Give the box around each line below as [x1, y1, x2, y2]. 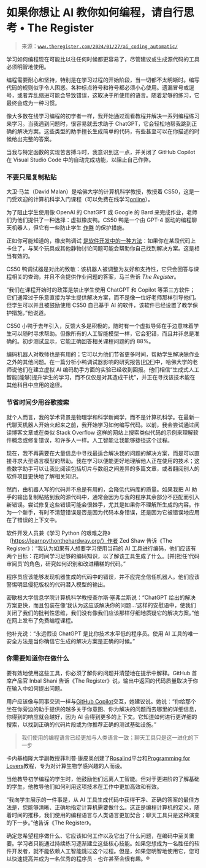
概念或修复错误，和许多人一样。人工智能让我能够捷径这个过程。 [11, 436, 173, 444]
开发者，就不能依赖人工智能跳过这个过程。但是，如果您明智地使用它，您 [11, 847, 194, 854]
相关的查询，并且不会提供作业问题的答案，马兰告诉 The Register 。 [11, 273, 180, 281]
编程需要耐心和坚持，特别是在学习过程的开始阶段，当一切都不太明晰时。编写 [6, 76, 200, 83]
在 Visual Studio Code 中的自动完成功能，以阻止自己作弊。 [6, 156, 154, 163]
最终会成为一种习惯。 [6, 99, 60, 106]
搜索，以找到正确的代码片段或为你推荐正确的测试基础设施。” [6, 721, 157, 728]
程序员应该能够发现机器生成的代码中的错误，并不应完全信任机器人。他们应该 [6, 573, 200, 580]
